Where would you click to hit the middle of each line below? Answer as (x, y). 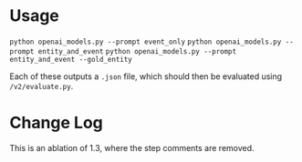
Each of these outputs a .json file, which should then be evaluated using (146, 76)
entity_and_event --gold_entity (71, 59)
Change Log (56, 123)
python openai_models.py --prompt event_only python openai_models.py (146, 42)
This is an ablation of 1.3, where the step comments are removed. (132, 147)
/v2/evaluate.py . (42, 86)
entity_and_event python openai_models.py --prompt (137, 51)
